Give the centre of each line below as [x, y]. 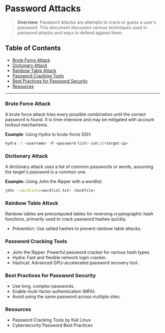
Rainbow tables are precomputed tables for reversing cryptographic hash [79, 214]
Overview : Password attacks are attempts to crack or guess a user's [86, 22]
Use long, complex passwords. [43, 286]
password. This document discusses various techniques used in [82, 27]
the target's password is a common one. [46, 172]
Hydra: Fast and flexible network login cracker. [59, 257]
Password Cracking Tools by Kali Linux [51, 320]
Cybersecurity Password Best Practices [52, 325]
